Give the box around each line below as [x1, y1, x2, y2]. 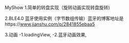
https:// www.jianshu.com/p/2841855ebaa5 [5, 21, 95, 27]
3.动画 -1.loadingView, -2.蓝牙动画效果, [5, 32, 87, 37]
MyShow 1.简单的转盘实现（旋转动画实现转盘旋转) [5, 5, 111, 10]
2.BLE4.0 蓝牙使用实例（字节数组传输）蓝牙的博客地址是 [5, 15, 124, 21]
